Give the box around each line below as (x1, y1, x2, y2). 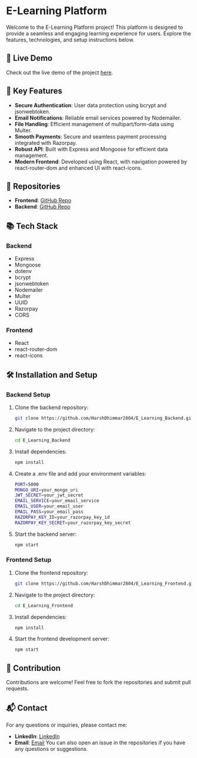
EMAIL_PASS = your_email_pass (14, 509, 84, 515)
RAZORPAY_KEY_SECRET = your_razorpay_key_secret (14, 520, 131, 526)
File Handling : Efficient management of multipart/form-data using (14, 120, 175, 127)
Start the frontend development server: (14, 635, 110, 642)
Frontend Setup (6, 556, 52, 564)
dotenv (14, 268, 32, 275)
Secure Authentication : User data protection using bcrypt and (14, 101, 166, 108)
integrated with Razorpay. (14, 139, 78, 146)
